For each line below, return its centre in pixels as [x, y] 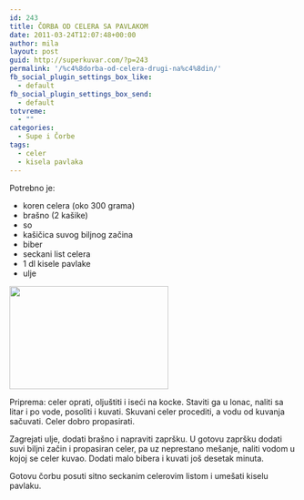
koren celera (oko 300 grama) [78, 205]
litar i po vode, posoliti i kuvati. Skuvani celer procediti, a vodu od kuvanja [147, 412]
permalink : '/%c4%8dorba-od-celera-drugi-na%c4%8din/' [116, 69]
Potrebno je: [32, 188]
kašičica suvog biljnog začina [78, 234]
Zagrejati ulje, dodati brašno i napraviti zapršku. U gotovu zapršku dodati [146, 439]
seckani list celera [56, 254]
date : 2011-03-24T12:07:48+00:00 [73, 35]
